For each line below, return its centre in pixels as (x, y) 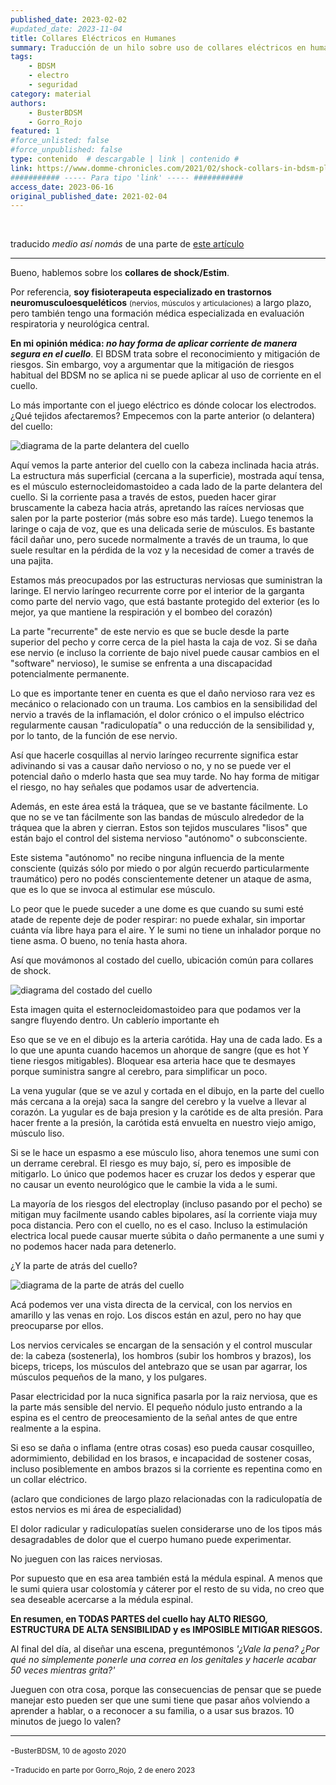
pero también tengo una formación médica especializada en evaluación (157, 313)
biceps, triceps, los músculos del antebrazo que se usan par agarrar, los (159, 1367)
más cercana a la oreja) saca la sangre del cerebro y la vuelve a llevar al (158, 1102)
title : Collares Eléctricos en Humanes (93, 38)
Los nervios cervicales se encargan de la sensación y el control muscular (161, 1345)
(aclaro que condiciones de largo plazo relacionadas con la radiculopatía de (166, 1499)
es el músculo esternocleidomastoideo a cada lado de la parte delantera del (166, 487)
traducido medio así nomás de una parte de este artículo (127, 244)
